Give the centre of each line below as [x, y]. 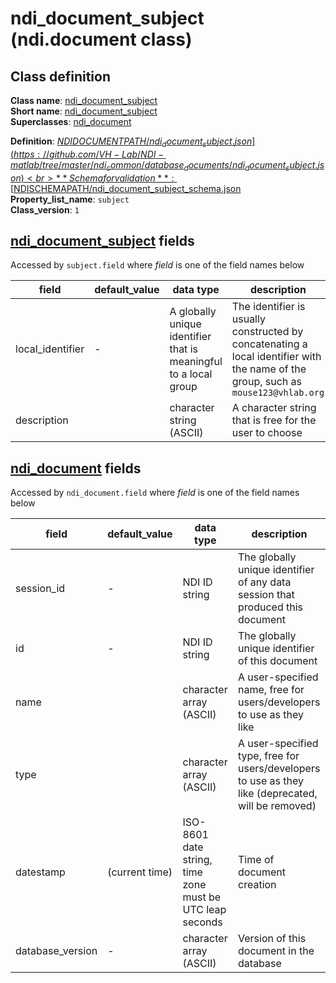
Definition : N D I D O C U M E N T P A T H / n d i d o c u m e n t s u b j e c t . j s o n [131, 142]
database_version [56, 951]
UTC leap [204, 910]
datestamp [40, 872]
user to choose [267, 433]
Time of [256, 860]
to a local [191, 374]
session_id [40, 589]
